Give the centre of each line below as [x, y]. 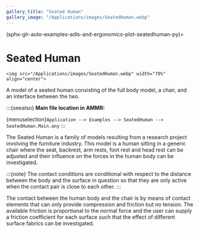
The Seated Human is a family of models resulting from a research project [97, 137]
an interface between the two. [43, 96]
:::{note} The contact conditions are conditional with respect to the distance [99, 174]
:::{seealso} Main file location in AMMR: [56, 108]
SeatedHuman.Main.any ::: [36, 126]
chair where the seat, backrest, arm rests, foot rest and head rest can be [95, 150]
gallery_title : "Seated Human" [45, 12]
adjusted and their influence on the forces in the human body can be [90, 156]
